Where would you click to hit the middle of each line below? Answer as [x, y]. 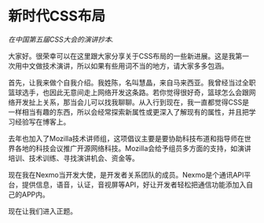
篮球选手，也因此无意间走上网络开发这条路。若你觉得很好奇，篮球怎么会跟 [128, 92]
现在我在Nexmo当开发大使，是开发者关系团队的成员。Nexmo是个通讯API [126, 174]
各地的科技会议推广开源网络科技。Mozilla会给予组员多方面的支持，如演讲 [133, 148]
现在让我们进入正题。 [42, 211]
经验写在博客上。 [42, 122]
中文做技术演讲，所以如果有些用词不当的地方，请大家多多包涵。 [125, 66]
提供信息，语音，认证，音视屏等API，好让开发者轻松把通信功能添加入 [134, 185]
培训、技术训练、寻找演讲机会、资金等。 [73, 158]
